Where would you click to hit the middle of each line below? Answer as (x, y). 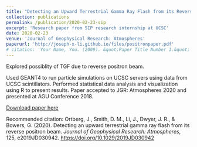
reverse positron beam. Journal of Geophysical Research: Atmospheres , (94, 131)
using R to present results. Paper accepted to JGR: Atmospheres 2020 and (96, 90)
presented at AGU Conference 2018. (50, 96)
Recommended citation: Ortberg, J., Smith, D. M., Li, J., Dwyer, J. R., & (91, 119)
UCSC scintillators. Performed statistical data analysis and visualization (92, 84)
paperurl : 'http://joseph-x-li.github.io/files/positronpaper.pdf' (90, 45)
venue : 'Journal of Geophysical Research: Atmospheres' (76, 39)
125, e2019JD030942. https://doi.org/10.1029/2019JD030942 (80, 138)
